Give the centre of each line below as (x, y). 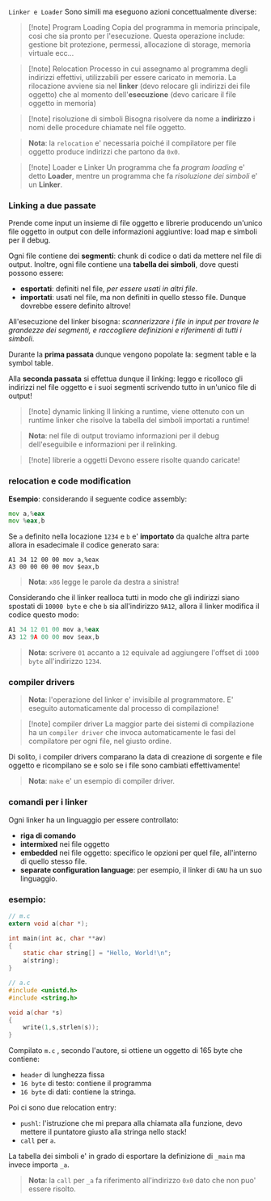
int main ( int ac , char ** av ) (57, 938)
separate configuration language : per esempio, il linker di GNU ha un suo (141, 869)
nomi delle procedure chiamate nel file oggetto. (107, 127)
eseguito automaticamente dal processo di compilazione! (123, 708)
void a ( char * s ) (36, 1013)
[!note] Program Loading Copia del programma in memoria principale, (144, 27)
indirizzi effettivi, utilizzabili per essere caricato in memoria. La (132, 77)
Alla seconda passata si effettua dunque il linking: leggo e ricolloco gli (126, 378)
